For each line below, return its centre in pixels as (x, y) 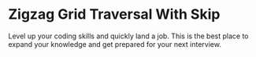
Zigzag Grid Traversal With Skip (114, 14)
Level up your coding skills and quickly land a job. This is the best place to (128, 36)
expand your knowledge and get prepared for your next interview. (115, 44)
